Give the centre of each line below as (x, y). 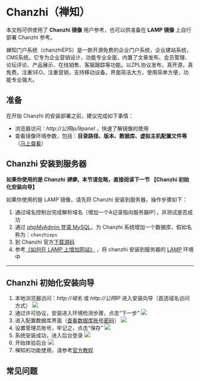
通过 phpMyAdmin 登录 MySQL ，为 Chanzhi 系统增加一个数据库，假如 (101, 227)
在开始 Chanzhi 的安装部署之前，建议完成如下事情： (70, 115)
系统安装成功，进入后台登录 (49, 335)
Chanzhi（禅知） (48, 12)
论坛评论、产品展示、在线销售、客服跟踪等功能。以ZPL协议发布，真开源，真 (100, 65)
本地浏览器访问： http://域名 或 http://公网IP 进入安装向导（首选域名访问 (102, 298)
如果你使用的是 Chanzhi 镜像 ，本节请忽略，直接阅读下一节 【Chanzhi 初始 (98, 179)
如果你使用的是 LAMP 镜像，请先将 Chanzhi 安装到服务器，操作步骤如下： (97, 199)
